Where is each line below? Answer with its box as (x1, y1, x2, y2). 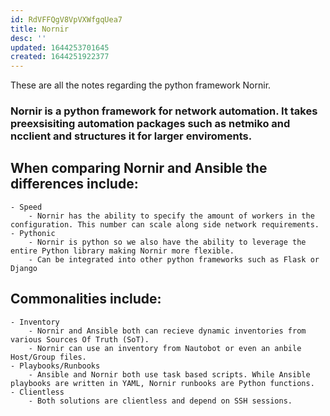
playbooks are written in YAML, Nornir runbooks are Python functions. (10, 378, 315, 388)
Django (10, 263, 38, 273)
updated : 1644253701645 (10, 42, 110, 53)
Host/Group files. (10, 352, 87, 362)
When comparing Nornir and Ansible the (10, 160, 268, 177)
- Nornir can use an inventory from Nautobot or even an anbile (28, 343, 302, 353)
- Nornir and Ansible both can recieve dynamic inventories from (28, 326, 307, 336)
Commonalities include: (10, 291, 162, 308)
